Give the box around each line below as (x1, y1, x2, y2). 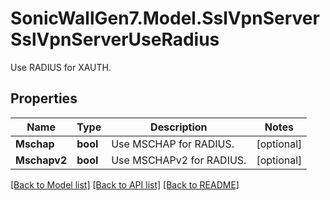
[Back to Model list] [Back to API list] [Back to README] (10, 178, 240, 191)
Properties (10, 90, 78, 107)
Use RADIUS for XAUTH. (10, 61, 112, 73)
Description (150, 120, 208, 134)
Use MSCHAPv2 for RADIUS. (111, 153, 247, 167)
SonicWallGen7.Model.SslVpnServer (10, 7, 320, 30)
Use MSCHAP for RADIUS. (111, 137, 235, 151)
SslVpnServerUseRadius (10, 28, 220, 51)
